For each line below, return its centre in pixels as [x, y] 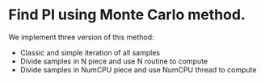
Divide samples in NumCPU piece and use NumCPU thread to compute [138, 69]
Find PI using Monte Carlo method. [127, 15]
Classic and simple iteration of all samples [90, 52]
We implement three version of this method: [82, 37]
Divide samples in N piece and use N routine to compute [114, 61]
